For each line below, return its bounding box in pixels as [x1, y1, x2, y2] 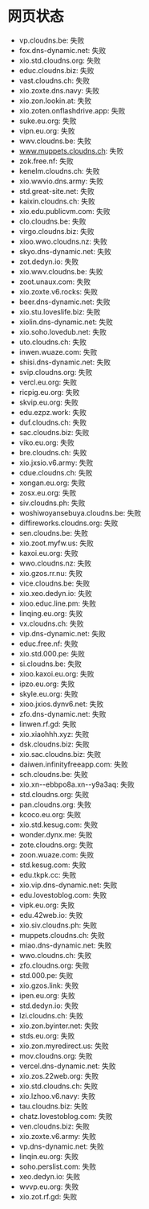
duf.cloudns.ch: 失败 [18, 417, 87, 427]
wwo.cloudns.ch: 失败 [18, 950, 92, 960]
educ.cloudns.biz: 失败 [18, 65, 95, 75]
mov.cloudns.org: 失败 [18, 1051, 93, 1060]
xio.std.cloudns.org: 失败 [18, 56, 102, 65]
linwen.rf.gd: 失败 [18, 719, 77, 729]
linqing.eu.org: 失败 [18, 608, 83, 618]
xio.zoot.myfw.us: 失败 [18, 538, 94, 548]
